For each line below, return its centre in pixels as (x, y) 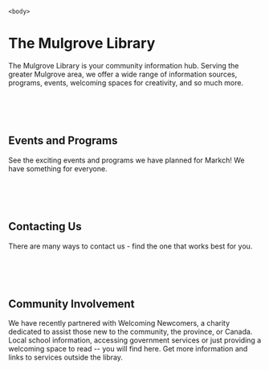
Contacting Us (45, 226)
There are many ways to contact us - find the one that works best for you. (130, 246)
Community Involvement (71, 304)
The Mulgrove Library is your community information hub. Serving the (124, 65)
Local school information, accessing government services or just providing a (135, 340)
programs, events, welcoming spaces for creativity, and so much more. (126, 82)
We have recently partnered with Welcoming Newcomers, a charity (119, 323)
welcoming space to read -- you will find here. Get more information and (128, 349)
